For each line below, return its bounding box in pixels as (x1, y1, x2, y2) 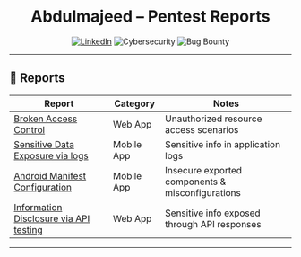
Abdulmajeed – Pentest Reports (30, 6, 271, 27)
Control (13, 123, 46, 136)
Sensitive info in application (165, 137, 280, 150)
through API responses (165, 217, 262, 230)
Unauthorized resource (165, 112, 262, 125)
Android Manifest (13, 169, 87, 182)
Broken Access (13, 112, 78, 125)
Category (114, 97, 155, 110)
